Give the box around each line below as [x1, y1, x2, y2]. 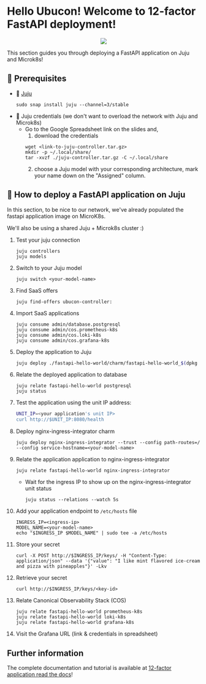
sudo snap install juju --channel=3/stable [15, 101, 129, 108]
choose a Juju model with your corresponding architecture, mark [34, 165, 199, 172]
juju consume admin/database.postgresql [15, 321, 121, 328]
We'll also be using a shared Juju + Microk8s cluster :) [7, 224, 144, 231]
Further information [7, 648, 84, 658]
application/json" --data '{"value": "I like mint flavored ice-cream [15, 558, 200, 564]
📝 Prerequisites [7, 74, 67, 84]
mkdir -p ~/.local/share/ [25, 149, 91, 155]
